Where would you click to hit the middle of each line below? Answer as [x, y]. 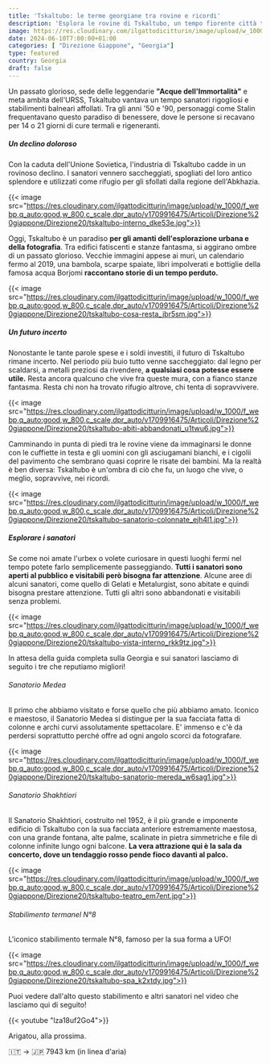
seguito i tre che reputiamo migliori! [67, 667]
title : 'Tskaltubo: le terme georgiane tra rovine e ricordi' [115, 16]
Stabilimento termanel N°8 [52, 914]
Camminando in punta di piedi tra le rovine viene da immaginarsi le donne [130, 443]
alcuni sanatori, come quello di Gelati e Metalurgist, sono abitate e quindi [129, 584]
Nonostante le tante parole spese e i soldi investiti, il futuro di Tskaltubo [127, 352]
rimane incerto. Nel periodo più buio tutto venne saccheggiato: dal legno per [135, 361]
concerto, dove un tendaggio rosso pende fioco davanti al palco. [119, 854]
